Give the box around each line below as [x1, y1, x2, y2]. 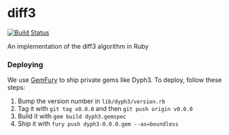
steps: [7, 83, 25, 92]
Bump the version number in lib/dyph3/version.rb [17, 97, 165, 105]
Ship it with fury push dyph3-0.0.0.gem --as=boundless [17, 119, 179, 128]
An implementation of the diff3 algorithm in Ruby [7, 42, 149, 50]
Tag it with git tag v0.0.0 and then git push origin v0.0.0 [17, 105, 193, 113]
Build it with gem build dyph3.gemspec [17, 112, 127, 121]
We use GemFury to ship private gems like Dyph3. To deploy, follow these [7, 76, 223, 84]
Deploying [7, 59, 44, 69]
